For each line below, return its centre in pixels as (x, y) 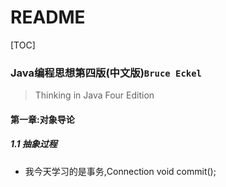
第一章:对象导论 (42, 119)
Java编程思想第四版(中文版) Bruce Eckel (106, 73)
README (48, 17)
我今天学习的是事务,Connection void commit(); (120, 171)
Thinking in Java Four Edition (94, 95)
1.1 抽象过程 (34, 144)
